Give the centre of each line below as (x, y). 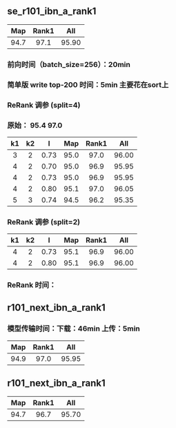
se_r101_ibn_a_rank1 (52, 11)
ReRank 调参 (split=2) (44, 222)
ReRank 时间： (32, 285)
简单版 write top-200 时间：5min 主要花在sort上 (88, 84)
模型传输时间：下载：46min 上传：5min (74, 329)
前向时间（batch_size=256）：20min (69, 64)
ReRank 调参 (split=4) (44, 105)
